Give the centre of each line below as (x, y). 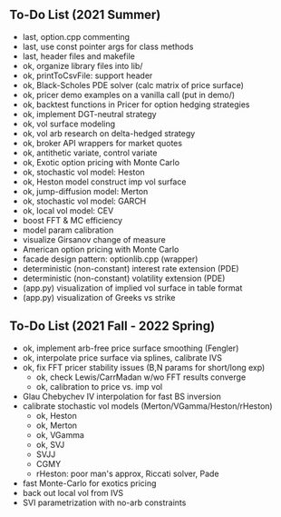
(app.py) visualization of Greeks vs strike (99, 297)
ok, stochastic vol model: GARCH (84, 201)
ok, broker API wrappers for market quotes (102, 143)
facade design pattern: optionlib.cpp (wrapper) (110, 259)
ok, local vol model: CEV (68, 210)
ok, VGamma (60, 434)
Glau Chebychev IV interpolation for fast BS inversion (122, 396)
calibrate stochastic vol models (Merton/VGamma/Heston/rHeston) (148, 406)
